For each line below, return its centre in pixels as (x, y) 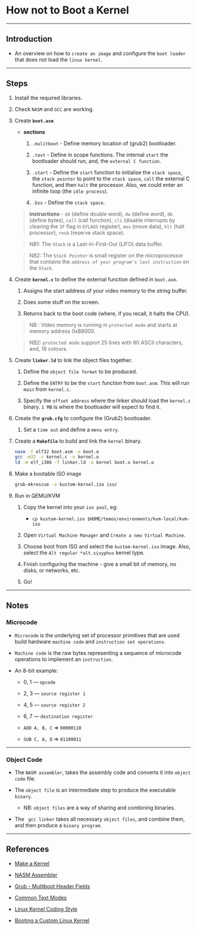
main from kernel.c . (47, 389)
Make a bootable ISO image (48, 474)
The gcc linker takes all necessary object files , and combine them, (100, 819)
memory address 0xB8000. (62, 331)
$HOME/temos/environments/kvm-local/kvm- (138, 519)
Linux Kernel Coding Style (46, 909)
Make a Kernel (32, 863)
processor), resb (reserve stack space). (77, 232)
